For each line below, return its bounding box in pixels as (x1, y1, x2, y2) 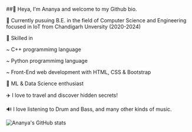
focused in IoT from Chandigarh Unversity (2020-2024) (6, 23, 141, 30)
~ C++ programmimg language (6, 46, 81, 53)
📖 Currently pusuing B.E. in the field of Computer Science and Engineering (6, 17, 187, 23)
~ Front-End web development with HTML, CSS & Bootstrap (6, 69, 151, 76)
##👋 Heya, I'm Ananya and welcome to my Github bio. (6, 6, 137, 12)
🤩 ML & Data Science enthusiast (6, 80, 84, 87)
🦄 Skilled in (6, 35, 34, 41)
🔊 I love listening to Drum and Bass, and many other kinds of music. (6, 106, 172, 113)
